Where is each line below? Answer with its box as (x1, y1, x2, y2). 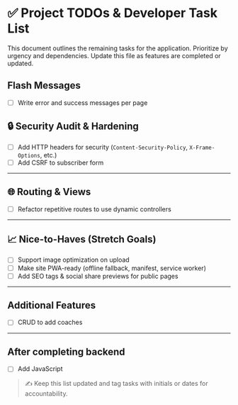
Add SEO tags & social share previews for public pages (17, 272, 178, 280)
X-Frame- (189, 144, 215, 151)
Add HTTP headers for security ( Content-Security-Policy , (17, 143, 188, 151)
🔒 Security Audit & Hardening (7, 121, 140, 133)
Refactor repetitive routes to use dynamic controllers (17, 204, 171, 213)
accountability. (24, 389, 68, 398)
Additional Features (7, 299, 96, 311)
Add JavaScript (17, 365, 63, 373)
